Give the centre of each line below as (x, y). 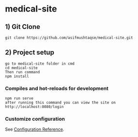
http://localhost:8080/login (34, 107)
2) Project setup (30, 52)
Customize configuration (35, 119)
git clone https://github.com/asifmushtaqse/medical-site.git (69, 38)
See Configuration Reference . (35, 129)
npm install (17, 76)
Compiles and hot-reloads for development (57, 88)
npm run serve (19, 98)
